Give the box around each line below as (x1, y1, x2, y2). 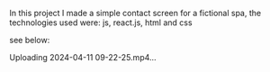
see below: (9, 35, 50, 45)
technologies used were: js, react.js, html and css (9, 17, 193, 28)
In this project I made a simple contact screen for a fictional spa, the (9, 8, 262, 18)
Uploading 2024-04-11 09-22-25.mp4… (9, 52, 157, 62)
